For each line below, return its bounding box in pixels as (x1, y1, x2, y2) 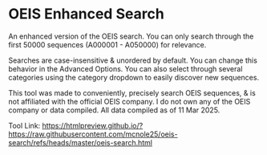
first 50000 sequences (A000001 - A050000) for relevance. (8, 39, 207, 49)
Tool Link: (8, 120, 41, 130)
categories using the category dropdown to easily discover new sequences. (8, 72, 259, 82)
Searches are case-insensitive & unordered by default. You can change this (8, 55, 258, 65)
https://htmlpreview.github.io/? (42, 120, 144, 130)
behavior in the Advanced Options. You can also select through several (8, 63, 243, 73)
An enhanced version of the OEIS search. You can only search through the (8, 31, 254, 41)
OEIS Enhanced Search (8, 5, 164, 23)
